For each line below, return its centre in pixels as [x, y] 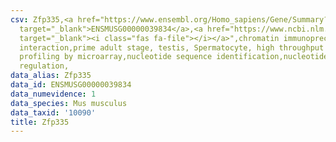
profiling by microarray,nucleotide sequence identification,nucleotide [174, 57]
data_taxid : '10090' [53, 112]
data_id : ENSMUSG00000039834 [71, 85]
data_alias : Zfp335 [51, 76]
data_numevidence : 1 [53, 94]
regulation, [44, 66]
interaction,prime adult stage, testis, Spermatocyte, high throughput [172, 47]
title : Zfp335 [40, 122]
